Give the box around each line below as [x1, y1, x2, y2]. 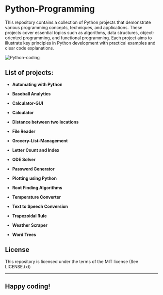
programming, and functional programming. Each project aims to [22, 35, 152, 41]
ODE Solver [12, 156, 36, 162]
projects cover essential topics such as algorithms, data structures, [5, 30, 139, 35]
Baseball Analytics [12, 91, 51, 96]
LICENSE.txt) [5, 264, 31, 269]
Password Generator [12, 166, 55, 171]
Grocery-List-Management [12, 138, 68, 143]
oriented [5, 35, 22, 41]
